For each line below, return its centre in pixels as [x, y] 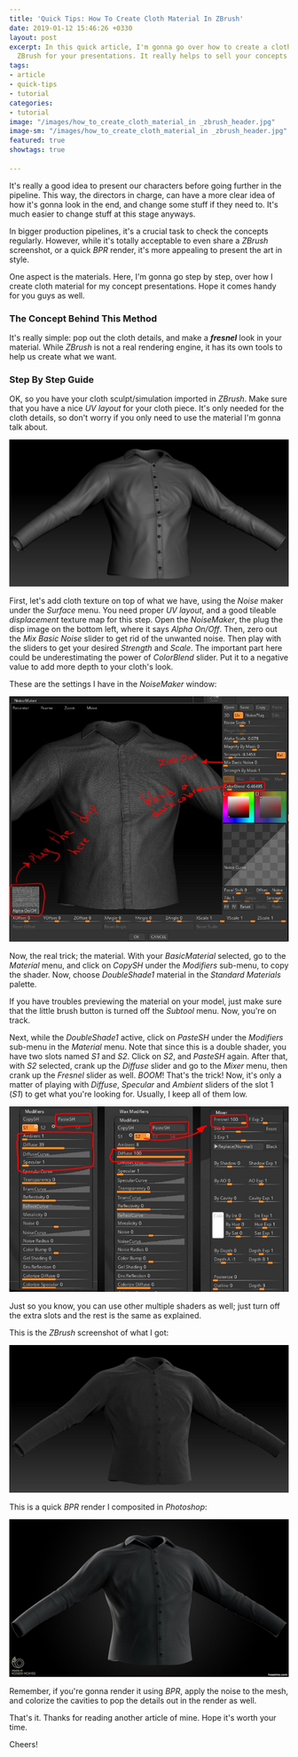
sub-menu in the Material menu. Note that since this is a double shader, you [148, 1047]
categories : [31, 103]
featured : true [37, 141]
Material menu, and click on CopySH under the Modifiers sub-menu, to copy [149, 966]
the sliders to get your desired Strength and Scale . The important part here [146, 647]
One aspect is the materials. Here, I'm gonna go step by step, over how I [141, 276]
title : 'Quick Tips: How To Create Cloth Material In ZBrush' [126, 19]
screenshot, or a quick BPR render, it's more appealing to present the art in [145, 249]
